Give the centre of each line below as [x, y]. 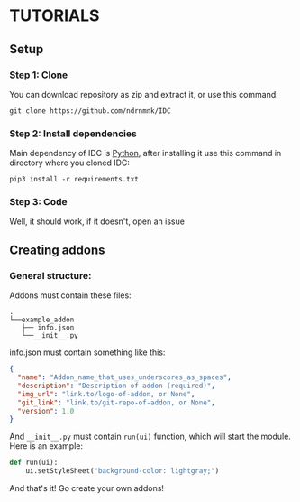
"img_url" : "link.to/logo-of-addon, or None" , [106, 394]
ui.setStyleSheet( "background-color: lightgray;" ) [123, 471]
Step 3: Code [38, 202]
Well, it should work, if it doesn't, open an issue [97, 221]
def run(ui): [34, 463]
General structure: [50, 275]
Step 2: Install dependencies [73, 134]
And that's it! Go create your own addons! [87, 488]
